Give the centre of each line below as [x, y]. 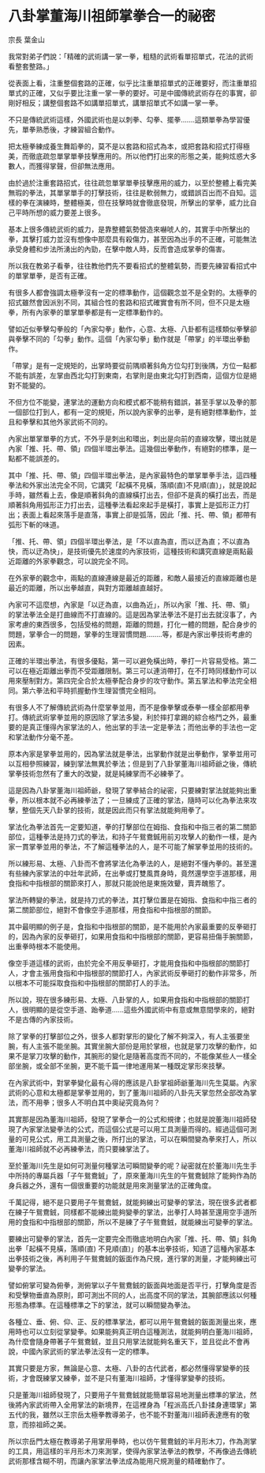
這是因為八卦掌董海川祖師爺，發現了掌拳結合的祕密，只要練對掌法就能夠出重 [132, 790]
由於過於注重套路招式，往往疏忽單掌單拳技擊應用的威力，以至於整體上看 [125, 183]
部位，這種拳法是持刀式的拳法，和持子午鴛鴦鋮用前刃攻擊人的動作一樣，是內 [132, 836]
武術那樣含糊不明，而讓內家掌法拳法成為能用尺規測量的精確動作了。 [119, 1461]
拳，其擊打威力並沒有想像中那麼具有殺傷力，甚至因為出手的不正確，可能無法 [132, 239]
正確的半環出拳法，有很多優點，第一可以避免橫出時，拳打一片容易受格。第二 [132, 661]
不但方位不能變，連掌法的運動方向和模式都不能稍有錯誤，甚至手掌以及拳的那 [132, 402]
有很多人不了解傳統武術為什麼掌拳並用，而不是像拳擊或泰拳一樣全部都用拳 [129, 707]
